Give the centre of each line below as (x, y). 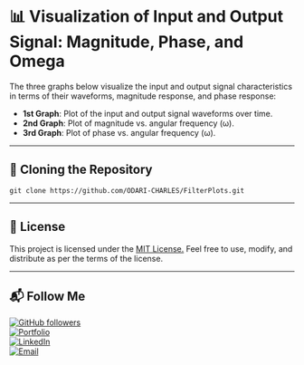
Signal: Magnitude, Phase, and (127, 42)
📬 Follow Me (47, 296)
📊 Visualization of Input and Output (146, 17)
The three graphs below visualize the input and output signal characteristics (151, 86)
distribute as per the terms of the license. (86, 258)
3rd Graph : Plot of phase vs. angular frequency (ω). (119, 132)
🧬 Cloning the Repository (81, 170)
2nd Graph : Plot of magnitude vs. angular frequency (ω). (128, 123)
